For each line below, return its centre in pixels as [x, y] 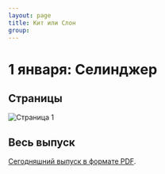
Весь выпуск [42, 142]
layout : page [30, 15]
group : [19, 30]
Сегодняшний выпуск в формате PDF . [72, 161]
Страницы [35, 98]
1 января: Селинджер [83, 69]
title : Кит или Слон [42, 23]
